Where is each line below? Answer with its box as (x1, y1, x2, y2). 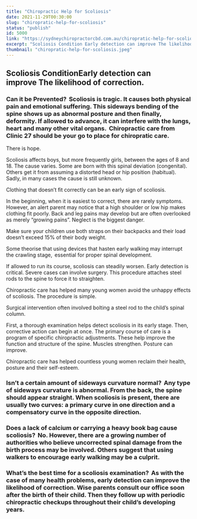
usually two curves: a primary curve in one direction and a (6, 401, 175, 409)
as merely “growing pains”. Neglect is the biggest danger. (6, 216, 145, 223)
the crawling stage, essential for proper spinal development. (6, 251, 152, 258)
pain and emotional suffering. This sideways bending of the (6, 103, 179, 111)
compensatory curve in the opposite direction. (6, 408, 142, 416)
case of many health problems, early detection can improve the (6, 476, 191, 484)
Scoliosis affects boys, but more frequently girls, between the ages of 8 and (6, 156, 189, 163)
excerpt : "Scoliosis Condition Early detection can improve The (6, 42, 167, 47)
